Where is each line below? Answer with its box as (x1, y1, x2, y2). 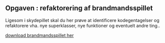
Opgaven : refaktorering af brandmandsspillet (5, 4, 153, 12)
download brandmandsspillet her (5, 32, 74, 38)
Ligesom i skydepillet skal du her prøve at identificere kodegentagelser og (5, 17, 159, 23)
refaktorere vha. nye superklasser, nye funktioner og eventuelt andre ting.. (5, 22, 160, 28)
